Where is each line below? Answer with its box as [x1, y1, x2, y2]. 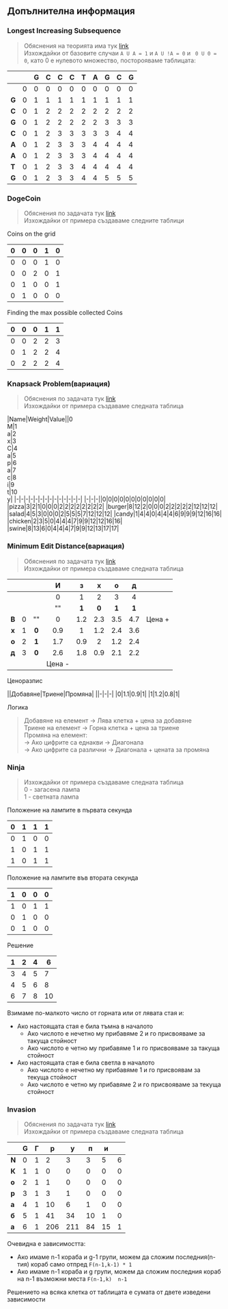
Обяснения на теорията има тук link [23, 41, 129, 50]
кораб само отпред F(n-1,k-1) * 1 [30, 1260, 132, 1269]
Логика [7, 703, 29, 711]
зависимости [7, 1295, 46, 1304]
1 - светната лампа [23, 793, 79, 801]
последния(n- [175, 1253, 216, 1261]
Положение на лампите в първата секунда [7, 806, 132, 814]
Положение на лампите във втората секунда [7, 873, 139, 882]
